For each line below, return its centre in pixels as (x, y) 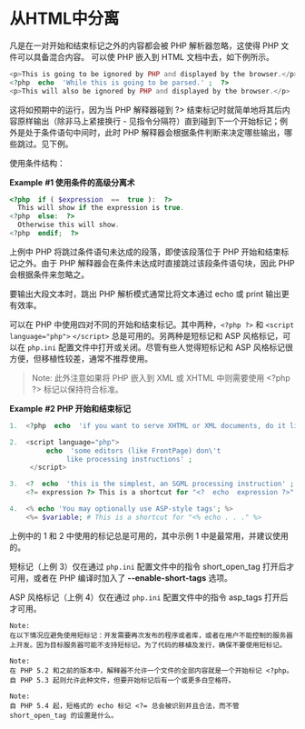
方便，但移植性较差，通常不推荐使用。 (81, 358)
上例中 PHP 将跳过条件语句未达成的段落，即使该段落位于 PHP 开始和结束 (145, 252)
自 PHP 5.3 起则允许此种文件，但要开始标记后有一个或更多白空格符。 (123, 680)
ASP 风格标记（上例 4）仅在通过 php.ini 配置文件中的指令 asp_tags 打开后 (149, 597)
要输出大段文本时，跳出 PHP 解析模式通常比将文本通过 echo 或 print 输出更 (149, 294)
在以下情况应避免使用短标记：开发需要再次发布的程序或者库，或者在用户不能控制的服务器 (151, 635)
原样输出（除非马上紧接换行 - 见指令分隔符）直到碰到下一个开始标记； (148, 121)
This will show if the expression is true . (101, 208)
